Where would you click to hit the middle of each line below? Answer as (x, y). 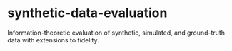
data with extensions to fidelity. (53, 40)
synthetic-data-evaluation (87, 13)
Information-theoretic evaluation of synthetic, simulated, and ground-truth (116, 33)
